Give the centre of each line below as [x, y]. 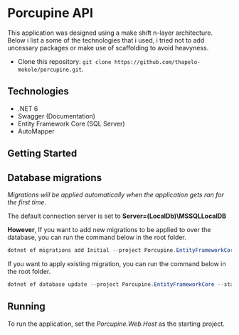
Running [27, 307]
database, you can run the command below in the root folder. [97, 237]
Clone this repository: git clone [64, 61]
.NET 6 [28, 109]
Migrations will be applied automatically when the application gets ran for [116, 194]
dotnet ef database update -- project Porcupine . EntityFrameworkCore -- [116, 284]
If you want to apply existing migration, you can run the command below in [117, 263]
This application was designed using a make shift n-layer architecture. [110, 33]
